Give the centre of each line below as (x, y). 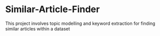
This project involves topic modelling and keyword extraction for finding (81, 23)
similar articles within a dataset (38, 28)
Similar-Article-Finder (53, 9)
